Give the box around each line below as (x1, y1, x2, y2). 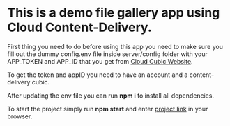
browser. (7, 112, 33, 120)
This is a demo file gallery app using (7, 5, 220, 21)
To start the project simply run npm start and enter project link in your (7, 105, 208, 113)
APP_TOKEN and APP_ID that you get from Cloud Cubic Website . (7, 57, 193, 65)
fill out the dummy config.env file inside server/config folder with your (7, 50, 208, 58)
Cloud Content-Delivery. (7, 19, 152, 35)
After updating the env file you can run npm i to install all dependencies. (7, 91, 215, 100)
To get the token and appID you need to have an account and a (7, 71, 188, 79)
